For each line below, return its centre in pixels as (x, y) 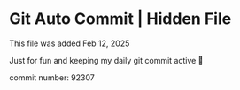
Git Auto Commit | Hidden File (120, 19)
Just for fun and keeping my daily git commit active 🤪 (106, 60)
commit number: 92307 (52, 77)
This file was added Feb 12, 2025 (70, 43)
